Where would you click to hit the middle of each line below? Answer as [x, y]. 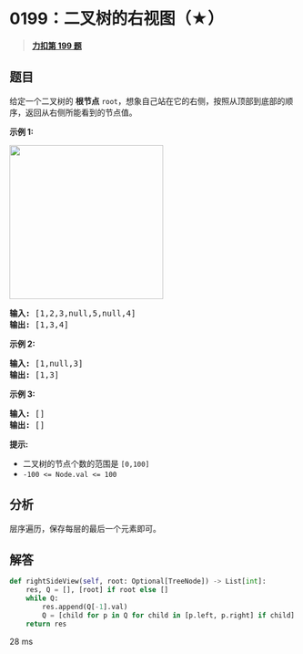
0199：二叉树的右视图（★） [117, 19]
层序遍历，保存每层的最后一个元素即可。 [85, 528]
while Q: [42, 598]
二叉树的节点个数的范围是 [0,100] [86, 463]
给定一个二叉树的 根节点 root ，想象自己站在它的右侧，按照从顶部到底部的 [147, 100]
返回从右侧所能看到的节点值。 [81, 112]
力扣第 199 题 [56, 46]
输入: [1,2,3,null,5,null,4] [73, 313]
